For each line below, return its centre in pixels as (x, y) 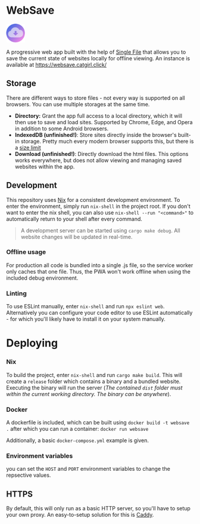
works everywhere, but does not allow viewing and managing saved (98, 160)
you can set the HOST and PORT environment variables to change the (88, 469)
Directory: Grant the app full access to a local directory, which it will (99, 116)
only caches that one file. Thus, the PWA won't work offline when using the (98, 271)
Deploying (32, 343)
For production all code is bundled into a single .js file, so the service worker (100, 265)
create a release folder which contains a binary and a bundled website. (93, 381)
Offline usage (26, 252)
